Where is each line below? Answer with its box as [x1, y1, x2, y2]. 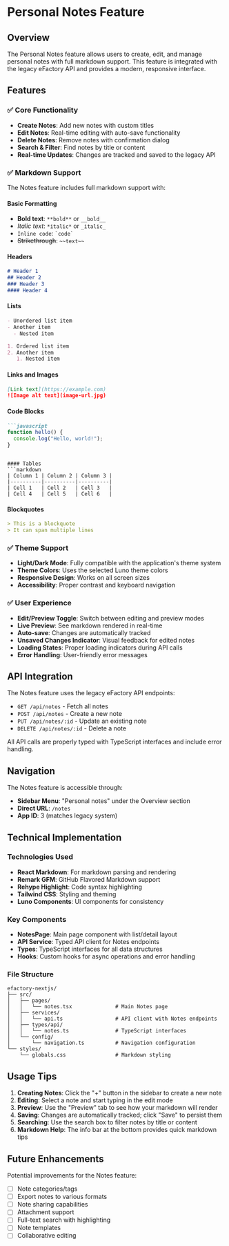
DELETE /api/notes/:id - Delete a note [17, 724, 126, 733]
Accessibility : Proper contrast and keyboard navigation [17, 581, 176, 589]
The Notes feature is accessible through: [7, 784, 123, 792]
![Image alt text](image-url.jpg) [7, 392, 107, 399]
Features [7, 84, 46, 97]
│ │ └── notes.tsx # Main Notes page [7, 1003, 168, 1010]
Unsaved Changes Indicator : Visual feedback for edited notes [17, 636, 195, 644]
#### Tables [7, 460, 41, 467]
